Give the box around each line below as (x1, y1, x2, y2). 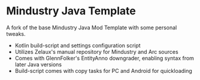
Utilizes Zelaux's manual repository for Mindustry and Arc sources (14, 48, 178, 55)
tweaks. (6, 30, 26, 37)
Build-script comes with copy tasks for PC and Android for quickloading (14, 67, 193, 74)
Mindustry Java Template (6, 4, 136, 18)
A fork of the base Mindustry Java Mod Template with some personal (6, 24, 177, 31)
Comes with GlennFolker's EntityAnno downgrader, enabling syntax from (14, 54, 195, 61)
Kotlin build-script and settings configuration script (14, 42, 141, 49)
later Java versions (14, 61, 62, 68)
